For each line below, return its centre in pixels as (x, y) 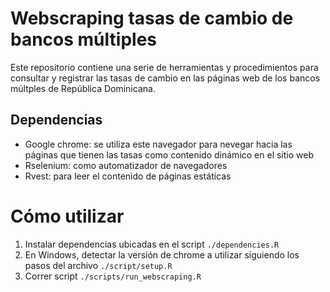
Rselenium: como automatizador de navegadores (126, 165)
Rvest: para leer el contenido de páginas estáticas (128, 176)
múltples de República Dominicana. (83, 88)
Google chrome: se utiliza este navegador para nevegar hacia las (158, 144)
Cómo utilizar (67, 216)
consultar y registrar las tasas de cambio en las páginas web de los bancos (165, 78)
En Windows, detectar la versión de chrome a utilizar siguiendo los (162, 254)
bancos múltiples (83, 39)
